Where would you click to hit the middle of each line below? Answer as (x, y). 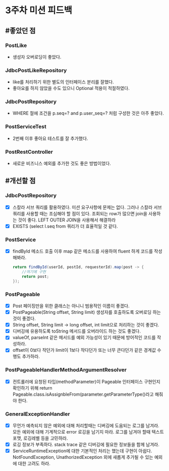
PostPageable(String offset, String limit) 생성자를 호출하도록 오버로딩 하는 (87, 312)
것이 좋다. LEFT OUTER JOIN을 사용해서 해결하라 (67, 220)
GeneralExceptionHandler (38, 414)
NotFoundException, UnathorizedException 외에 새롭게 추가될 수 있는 (83, 457)
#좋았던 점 (20, 31)
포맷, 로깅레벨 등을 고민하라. (40, 438)
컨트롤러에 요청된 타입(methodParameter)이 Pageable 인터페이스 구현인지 (86, 382)
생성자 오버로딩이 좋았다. (37, 57)
